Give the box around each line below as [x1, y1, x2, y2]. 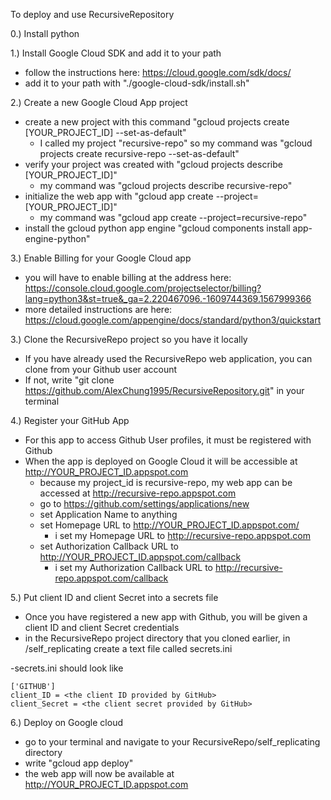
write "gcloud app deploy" [24, 757, 134, 769]
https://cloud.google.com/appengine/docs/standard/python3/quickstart [24, 314, 322, 326]
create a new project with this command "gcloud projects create [24, 116, 290, 128]
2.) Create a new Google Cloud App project [10, 97, 188, 108]
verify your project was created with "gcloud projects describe [24, 159, 283, 170]
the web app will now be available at [24, 768, 175, 779]
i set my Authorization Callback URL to [54, 562, 213, 573]
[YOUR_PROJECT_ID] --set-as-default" [24, 127, 187, 138]
